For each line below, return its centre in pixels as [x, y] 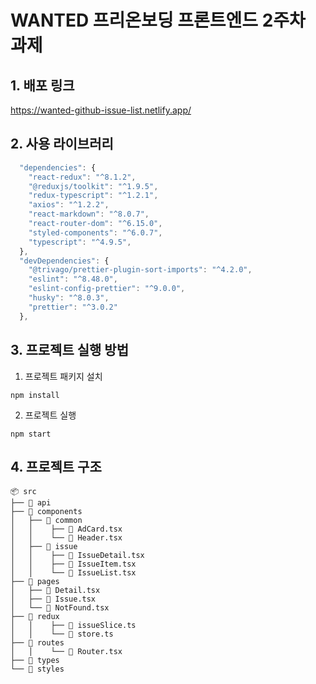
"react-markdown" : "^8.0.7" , [89, 214]
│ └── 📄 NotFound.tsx [60, 608]
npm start [31, 434]
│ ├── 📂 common [46, 521]
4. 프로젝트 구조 [56, 466]
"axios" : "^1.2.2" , [69, 205]
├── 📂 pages [35, 582]
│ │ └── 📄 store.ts [62, 634]
